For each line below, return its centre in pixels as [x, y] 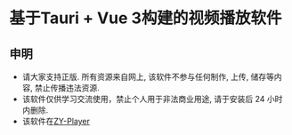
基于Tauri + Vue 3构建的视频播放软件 [146, 18]
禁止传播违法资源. [67, 88]
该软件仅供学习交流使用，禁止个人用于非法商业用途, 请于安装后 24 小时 [152, 99]
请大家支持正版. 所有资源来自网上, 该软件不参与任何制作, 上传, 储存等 [148, 77]
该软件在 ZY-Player [56, 121]
